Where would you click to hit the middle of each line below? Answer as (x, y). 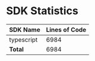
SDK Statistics (42, 11)
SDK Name (25, 30)
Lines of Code (66, 30)
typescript (23, 40)
